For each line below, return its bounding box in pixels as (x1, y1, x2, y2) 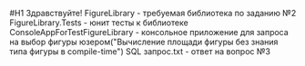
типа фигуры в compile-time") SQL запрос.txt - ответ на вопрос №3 (9, 46, 271, 57)
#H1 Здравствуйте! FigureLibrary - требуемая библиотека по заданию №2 (9, 8, 297, 18)
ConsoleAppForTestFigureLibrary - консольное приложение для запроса (9, 27, 289, 37)
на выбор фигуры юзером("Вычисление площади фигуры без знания (9, 36, 279, 47)
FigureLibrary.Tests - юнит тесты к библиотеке (9, 17, 188, 28)
